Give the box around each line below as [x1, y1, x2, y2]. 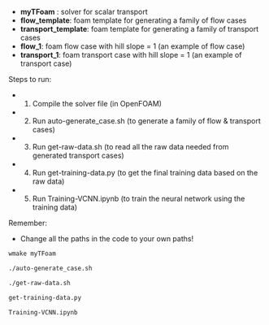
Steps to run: [8, 75, 52, 84]
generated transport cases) [32, 150, 124, 160]
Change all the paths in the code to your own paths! [20, 234, 193, 243]
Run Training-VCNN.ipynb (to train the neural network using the [32, 194, 245, 203]
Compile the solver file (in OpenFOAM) [32, 99, 163, 108]
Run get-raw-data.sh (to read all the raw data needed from [32, 142, 229, 151]
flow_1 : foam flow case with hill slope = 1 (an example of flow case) [20, 41, 245, 51]
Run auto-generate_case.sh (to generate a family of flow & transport [32, 116, 262, 125]
